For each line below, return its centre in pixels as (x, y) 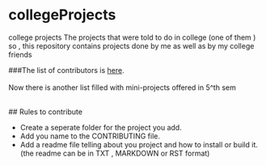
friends (20, 54)
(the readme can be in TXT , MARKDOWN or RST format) (115, 153)
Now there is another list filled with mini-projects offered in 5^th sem (122, 87)
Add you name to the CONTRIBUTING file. (90, 136)
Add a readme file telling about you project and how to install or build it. (139, 144)
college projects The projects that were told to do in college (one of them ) (132, 37)
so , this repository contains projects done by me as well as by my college (131, 45)
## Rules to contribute (46, 112)
